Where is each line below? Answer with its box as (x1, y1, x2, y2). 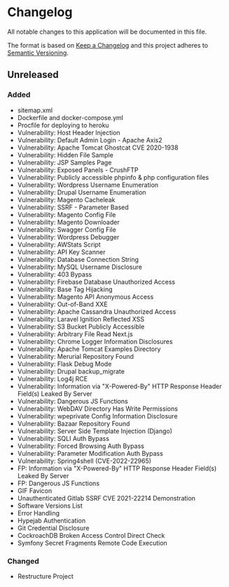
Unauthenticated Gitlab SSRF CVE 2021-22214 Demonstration (17, 494, 196, 502)
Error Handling (17, 508, 60, 517)
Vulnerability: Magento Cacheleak (17, 195, 116, 204)
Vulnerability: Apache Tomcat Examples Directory (17, 345, 161, 353)
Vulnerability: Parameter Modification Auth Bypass (17, 449, 163, 457)
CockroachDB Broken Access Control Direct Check (17, 531, 165, 539)
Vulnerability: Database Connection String (17, 255, 139, 263)
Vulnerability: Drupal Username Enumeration (17, 187, 146, 197)
